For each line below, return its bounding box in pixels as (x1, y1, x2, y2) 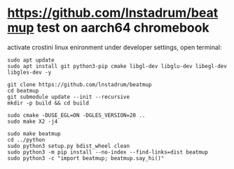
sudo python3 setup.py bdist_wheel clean (7, 142, 130, 149)
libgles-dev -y (7, 69, 52, 76)
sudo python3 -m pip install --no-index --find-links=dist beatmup (7, 149, 209, 156)
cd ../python (7, 136, 46, 143)
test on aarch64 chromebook (36, 20, 209, 36)
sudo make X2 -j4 (7, 118, 58, 125)
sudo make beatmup (7, 130, 61, 137)
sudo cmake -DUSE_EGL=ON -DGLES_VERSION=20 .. (7, 111, 146, 119)
